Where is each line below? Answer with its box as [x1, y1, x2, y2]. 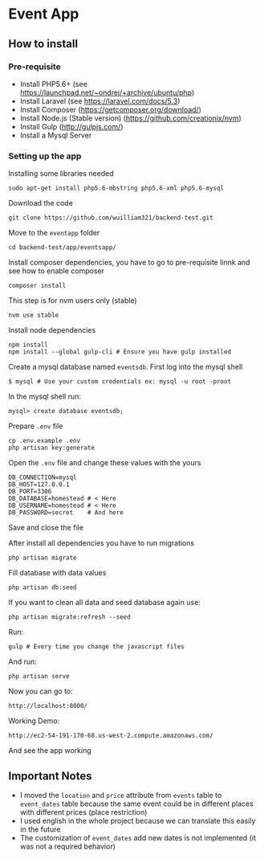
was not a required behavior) [19, 841, 116, 851]
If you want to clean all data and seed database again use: [8, 598, 201, 607]
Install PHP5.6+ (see [19, 79, 88, 88]
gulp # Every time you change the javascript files [8, 643, 185, 651]
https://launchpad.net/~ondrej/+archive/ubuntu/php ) [19, 88, 195, 97]
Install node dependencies [8, 325, 96, 335]
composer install [8, 282, 67, 290]
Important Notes [8, 769, 92, 783]
